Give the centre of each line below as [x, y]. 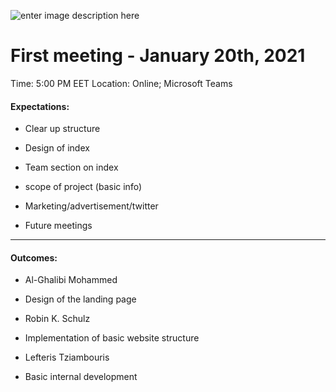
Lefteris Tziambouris [67, 357]
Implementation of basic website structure [112, 338]
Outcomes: [34, 257]
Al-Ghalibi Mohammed [71, 280]
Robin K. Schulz [57, 319]
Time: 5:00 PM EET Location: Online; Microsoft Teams [121, 83]
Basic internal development [81, 377]
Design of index [57, 148]
